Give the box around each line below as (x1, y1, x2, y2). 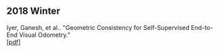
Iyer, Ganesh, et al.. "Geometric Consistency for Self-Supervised (6, 23, 190, 31)
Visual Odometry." (19, 31, 70, 39)
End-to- (190, 23, 213, 31)
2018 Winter (6, 5, 61, 17)
